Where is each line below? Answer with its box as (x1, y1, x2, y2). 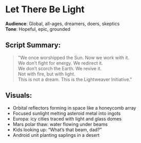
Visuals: (5, 91, 32, 100)
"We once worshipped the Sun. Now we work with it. (17, 54, 130, 60)
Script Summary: (5, 41, 61, 50)
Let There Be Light (5, 4, 85, 15)
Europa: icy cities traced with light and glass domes (12, 115, 122, 121)
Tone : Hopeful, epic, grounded (5, 26, 71, 32)
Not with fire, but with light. (17, 71, 75, 77)
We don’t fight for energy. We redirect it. (17, 60, 104, 66)
